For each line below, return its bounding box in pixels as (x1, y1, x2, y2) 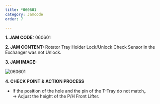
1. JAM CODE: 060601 (5, 34, 51, 40)
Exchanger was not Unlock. (5, 49, 62, 55)
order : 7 (5, 16, 23, 21)
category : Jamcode (5, 12, 43, 17)
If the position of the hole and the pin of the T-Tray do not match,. (12, 88, 147, 94)
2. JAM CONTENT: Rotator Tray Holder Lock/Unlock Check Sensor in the (5, 44, 156, 50)
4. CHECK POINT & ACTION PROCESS (5, 78, 84, 85)
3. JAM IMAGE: (5, 59, 37, 65)
